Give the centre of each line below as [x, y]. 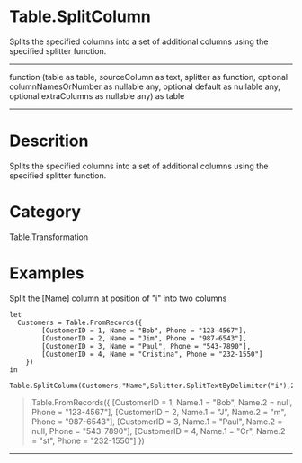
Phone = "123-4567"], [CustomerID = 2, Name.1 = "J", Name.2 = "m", [159, 412]
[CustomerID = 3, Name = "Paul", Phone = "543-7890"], [147, 346]
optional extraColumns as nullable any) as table [97, 95]
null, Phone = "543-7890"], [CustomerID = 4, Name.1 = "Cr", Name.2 [158, 431]
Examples [47, 273]
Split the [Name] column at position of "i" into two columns [118, 298]
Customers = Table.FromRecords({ [80, 322]
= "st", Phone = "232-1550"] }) [88, 440]
